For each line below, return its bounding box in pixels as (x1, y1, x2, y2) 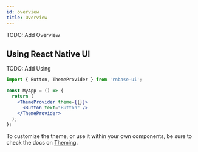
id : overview (6, 9, 39, 15)
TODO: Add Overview (6, 31, 61, 38)
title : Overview (6, 15, 47, 21)
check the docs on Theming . (6, 139, 78, 147)
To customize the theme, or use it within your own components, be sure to (6, 133, 193, 140)
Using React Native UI (6, 49, 90, 59)
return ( (12, 94, 34, 100)
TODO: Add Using (6, 65, 51, 72)
